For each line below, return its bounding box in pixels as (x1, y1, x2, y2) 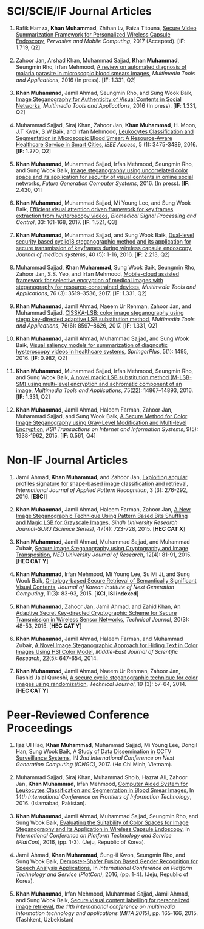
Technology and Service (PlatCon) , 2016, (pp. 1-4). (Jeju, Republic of (15, 871, 189, 878)
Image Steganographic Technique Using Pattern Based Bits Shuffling (15, 512, 188, 519)
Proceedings (7, 721, 72, 735)
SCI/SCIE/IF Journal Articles (7, 4, 152, 18)
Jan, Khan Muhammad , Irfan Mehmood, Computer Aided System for (15, 780, 188, 787)
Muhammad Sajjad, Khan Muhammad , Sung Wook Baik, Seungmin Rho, (15, 264, 196, 271)
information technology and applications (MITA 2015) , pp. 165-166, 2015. (15, 909, 199, 917)
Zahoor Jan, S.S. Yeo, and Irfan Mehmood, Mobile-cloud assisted (15, 270, 180, 278)
